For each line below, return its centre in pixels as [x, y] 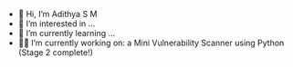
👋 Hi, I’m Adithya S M [58, 14]
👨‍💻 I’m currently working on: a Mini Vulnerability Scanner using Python [151, 43]
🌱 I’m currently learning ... [67, 33]
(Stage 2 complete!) [56, 53]
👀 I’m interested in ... [57, 24]
